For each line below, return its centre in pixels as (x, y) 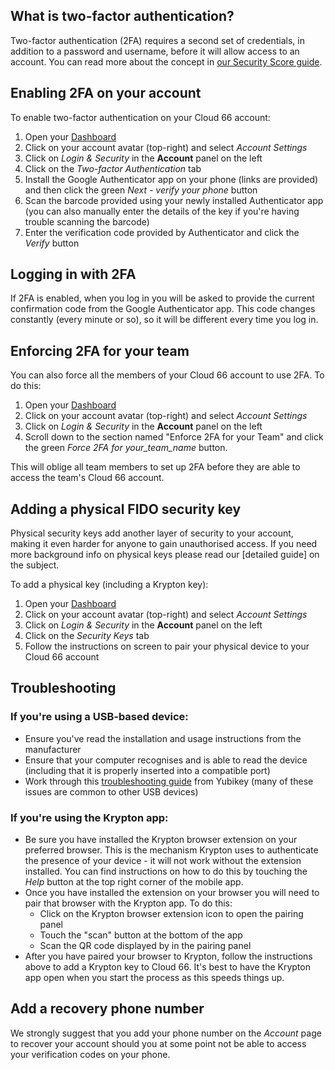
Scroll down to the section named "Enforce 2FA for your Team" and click (174, 437)
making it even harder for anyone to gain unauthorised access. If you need (164, 544)
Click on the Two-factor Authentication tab (113, 168)
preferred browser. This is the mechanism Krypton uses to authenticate (171, 850)
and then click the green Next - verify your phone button (141, 190)
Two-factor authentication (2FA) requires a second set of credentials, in (157, 40)
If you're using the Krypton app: (89, 817)
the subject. (35, 565)
